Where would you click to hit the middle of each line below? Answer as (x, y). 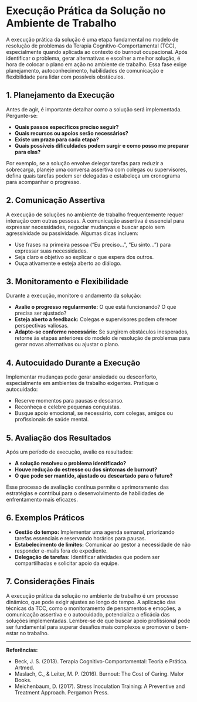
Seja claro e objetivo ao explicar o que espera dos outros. (84, 257)
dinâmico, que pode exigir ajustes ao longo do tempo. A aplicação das (91, 602)
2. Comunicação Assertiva (56, 200)
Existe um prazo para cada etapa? (57, 139)
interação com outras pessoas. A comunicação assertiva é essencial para (95, 220)
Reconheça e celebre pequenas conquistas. (68, 407)
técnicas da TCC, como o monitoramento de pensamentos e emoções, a (94, 608)
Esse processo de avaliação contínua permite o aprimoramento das (87, 487)
